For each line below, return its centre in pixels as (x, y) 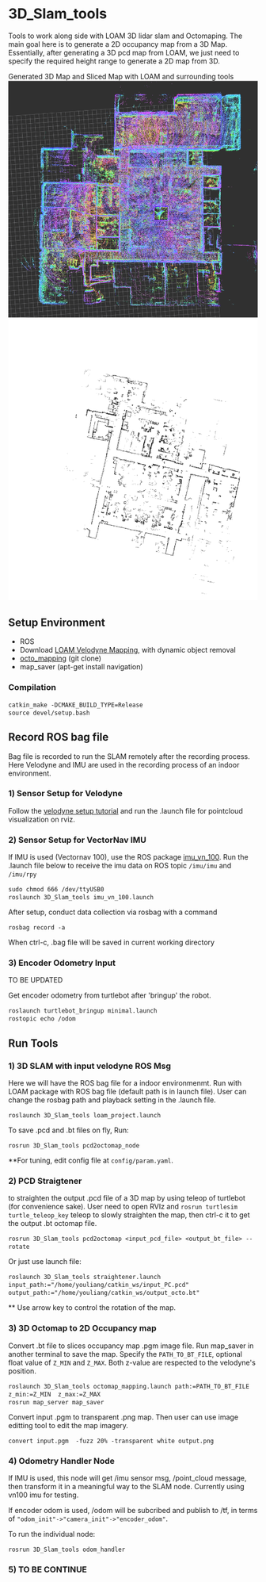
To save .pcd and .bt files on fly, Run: (68, 1130)
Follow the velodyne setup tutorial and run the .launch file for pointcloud (125, 810)
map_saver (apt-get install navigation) (82, 667)
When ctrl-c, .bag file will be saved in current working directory (112, 942)
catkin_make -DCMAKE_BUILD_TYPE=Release (76, 705)
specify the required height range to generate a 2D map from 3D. (114, 61)
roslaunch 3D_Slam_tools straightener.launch (84, 1277)
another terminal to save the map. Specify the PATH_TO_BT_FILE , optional (125, 1354)
